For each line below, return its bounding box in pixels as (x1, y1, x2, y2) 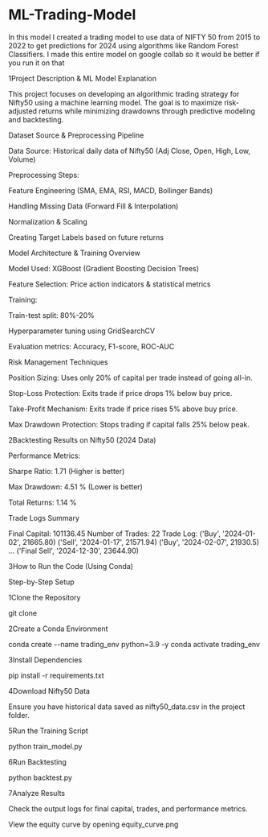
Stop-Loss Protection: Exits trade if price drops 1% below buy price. (8, 388, 233, 398)
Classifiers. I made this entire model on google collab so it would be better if (8, 49, 260, 59)
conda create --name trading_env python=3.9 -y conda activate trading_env (8, 639, 261, 649)
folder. (8, 710, 30, 719)
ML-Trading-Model (8, 6, 136, 24)
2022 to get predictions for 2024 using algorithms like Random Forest (8, 40, 239, 50)
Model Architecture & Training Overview (8, 248, 140, 258)
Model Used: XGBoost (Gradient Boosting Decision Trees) (8, 263, 199, 273)
